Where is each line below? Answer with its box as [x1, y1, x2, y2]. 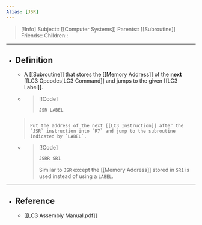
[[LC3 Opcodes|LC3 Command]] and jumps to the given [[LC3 [23, 77, 178, 84]
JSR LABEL [38, 107, 64, 113]
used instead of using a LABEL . [38, 173, 114, 180]
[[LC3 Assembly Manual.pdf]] [23, 212, 97, 219]
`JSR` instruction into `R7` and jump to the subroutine [29, 128, 176, 135]
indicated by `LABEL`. [29, 133, 87, 139]
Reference [14, 195, 55, 206]
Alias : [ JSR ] [6, 8, 39, 15]
